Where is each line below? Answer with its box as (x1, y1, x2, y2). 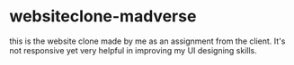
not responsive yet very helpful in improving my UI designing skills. (9, 45, 258, 55)
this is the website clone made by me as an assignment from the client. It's (9, 36, 286, 46)
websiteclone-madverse (9, 6, 197, 27)
